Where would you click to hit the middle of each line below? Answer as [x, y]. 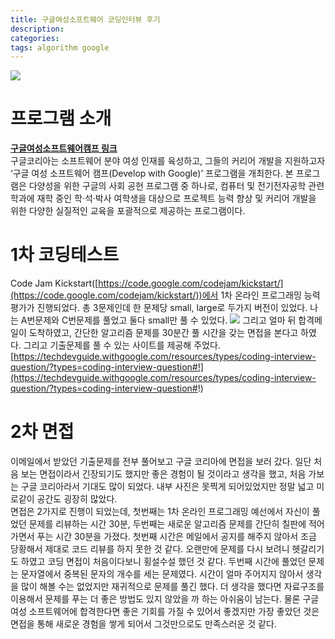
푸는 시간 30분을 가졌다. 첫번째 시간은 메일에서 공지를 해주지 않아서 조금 [176, 537]
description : [37, 29]
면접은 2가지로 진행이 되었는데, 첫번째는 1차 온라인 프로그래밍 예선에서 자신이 [160, 512]
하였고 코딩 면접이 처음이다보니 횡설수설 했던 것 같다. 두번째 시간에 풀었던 [163, 562]
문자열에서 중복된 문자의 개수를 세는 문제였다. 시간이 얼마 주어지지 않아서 [162, 574]
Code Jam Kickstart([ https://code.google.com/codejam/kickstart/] [147, 283]
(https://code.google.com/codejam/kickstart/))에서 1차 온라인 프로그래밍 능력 [165, 295]
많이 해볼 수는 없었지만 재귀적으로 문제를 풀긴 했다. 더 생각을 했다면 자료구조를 [172, 587]
